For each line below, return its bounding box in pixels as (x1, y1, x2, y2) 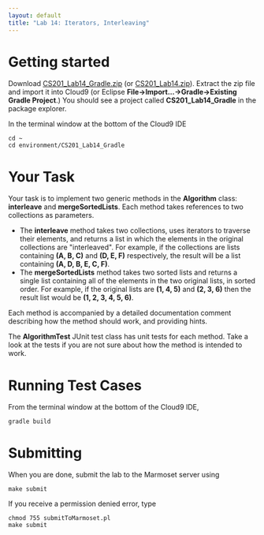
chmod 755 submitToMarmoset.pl (8, 514, 111, 522)
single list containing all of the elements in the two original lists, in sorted (19, 276, 256, 286)
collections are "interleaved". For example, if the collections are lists (19, 242, 240, 253)
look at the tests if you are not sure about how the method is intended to (8, 340, 243, 350)
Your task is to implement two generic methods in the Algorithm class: (8, 194, 238, 204)
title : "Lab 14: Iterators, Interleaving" (8, 19, 150, 27)
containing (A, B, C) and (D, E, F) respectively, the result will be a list (19, 251, 241, 260)
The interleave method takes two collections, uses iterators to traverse (19, 226, 251, 235)
